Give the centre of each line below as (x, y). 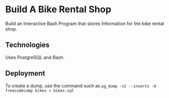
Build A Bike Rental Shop (58, 9)
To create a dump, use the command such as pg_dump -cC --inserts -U (81, 86)
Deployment (25, 73)
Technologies (28, 45)
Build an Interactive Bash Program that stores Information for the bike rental (85, 23)
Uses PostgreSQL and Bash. (35, 57)
